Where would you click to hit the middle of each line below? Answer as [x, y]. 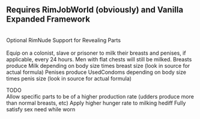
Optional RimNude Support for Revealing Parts [64, 40]
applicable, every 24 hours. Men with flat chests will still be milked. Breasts [99, 59]
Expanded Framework [48, 20]
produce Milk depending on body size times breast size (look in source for [98, 66]
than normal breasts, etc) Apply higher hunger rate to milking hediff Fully [96, 103]
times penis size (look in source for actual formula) [69, 78]
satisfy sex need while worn [41, 109]
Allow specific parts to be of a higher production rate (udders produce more [100, 96]
